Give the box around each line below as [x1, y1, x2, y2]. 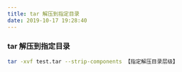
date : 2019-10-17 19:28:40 [7, 17, 87, 24]
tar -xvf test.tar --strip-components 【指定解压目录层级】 [7, 58, 178, 65]
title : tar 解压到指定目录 [7, 10, 80, 18]
